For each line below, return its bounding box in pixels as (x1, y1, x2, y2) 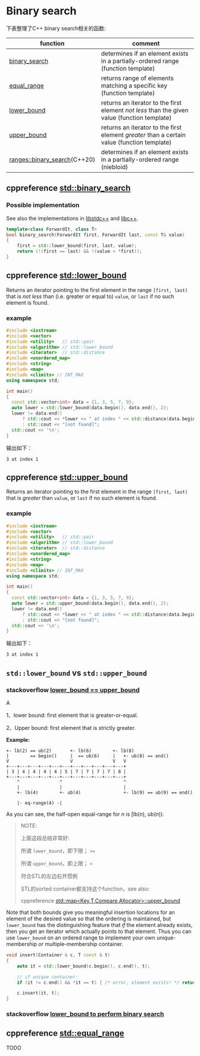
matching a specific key (101, 81, 168, 90)
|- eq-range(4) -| (17, 800, 62, 806)
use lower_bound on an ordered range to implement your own (6, 934, 156, 941)
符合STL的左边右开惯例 (20, 873, 78, 880)
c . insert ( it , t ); (17, 990, 60, 996)
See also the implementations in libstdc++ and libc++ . (6, 214, 139, 222)
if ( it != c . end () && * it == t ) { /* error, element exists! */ (17, 980, 180, 986)
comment (132, 39, 160, 47)
